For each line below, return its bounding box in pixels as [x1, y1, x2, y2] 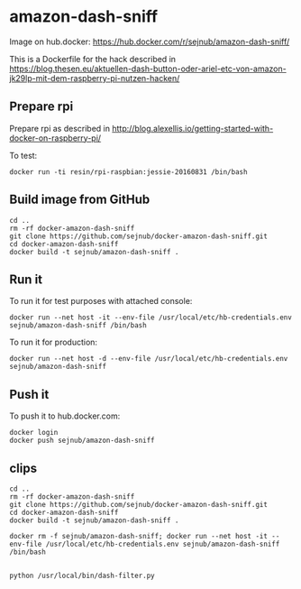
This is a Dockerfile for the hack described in [9, 53, 177, 64]
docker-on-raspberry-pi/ [9, 133, 102, 143]
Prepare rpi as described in [9, 123, 111, 133]
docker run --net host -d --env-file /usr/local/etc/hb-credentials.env [9, 354, 288, 364]
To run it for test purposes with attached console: [9, 296, 193, 307]
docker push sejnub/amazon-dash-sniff [9, 436, 155, 446]
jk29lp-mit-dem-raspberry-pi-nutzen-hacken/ [9, 72, 180, 83]
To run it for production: [9, 336, 97, 348]
